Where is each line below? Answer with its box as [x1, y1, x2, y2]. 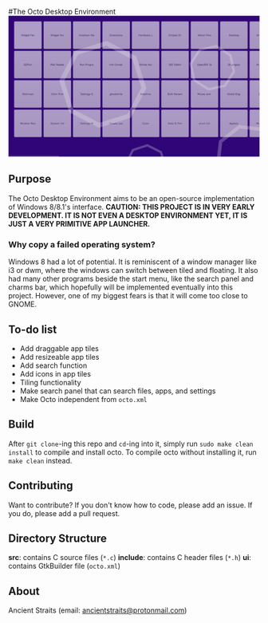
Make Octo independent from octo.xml [19, 394, 148, 404]
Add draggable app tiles [19, 343, 100, 353]
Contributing [8, 479, 73, 493]
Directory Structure [8, 531, 108, 545]
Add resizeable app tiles [19, 352, 100, 361]
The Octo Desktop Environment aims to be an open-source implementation [8, 193, 255, 203]
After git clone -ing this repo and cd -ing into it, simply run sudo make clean [8, 439, 254, 448]
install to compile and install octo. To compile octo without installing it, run [8, 447, 257, 457]
